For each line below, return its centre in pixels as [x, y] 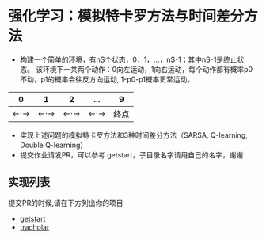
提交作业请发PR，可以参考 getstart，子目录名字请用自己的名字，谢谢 [131, 154]
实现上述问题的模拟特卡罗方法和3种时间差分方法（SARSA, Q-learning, [133, 135]
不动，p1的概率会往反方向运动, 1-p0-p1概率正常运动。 [107, 79]
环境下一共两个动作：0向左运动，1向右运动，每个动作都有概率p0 [148, 69]
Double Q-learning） [53, 145]
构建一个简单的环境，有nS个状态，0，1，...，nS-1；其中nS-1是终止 [128, 59]
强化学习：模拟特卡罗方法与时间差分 [126, 16]
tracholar [34, 227]
